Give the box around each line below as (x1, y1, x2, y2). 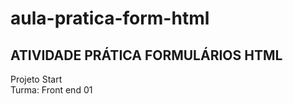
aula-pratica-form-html (10, 7, 210, 30)
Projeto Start (10, 73, 63, 85)
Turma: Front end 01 (10, 84, 93, 96)
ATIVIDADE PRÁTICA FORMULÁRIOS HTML (10, 47, 283, 64)
